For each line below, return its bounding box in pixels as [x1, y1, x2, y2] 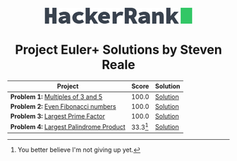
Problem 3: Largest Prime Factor [10, 112, 106, 121]
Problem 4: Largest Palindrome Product [10, 122, 126, 131]
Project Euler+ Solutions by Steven [15, 42, 222, 58]
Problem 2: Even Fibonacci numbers [10, 102, 116, 110]
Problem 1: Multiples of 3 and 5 [10, 93, 103, 101]
